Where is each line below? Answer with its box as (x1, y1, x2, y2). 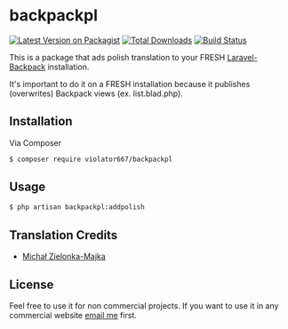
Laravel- (227, 52, 258, 62)
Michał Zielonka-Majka (21, 251, 107, 262)
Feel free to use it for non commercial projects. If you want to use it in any (9, 300, 279, 311)
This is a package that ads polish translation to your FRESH (9, 52, 226, 62)
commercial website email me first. (9, 309, 138, 320)
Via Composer (9, 137, 62, 148)
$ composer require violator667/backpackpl (9, 155, 173, 164)
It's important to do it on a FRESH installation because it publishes (9, 78, 251, 89)
